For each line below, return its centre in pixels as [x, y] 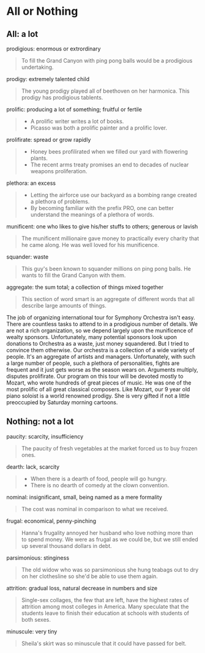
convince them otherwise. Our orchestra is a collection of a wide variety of [100, 350]
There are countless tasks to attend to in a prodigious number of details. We [102, 324]
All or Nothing [42, 11]
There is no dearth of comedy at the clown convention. [100, 485]
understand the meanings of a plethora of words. [92, 214]
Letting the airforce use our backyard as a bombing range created [114, 195]
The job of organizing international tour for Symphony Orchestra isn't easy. [101, 317]
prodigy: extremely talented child [48, 79]
